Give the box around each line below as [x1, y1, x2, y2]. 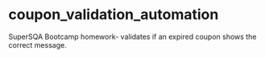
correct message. [8, 40, 67, 49]
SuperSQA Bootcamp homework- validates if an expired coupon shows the [8, 32, 257, 41]
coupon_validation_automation [8, 6, 219, 24]
